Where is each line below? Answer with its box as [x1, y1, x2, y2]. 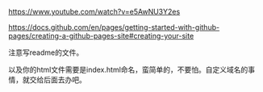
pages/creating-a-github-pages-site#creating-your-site [8, 31, 194, 40]
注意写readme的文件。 [8, 48, 84, 57]
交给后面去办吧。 [29, 75, 86, 84]
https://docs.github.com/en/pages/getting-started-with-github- [8, 23, 220, 31]
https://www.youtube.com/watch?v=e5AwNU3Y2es [8, 7, 181, 16]
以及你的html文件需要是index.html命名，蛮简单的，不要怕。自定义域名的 [8, 65, 248, 74]
